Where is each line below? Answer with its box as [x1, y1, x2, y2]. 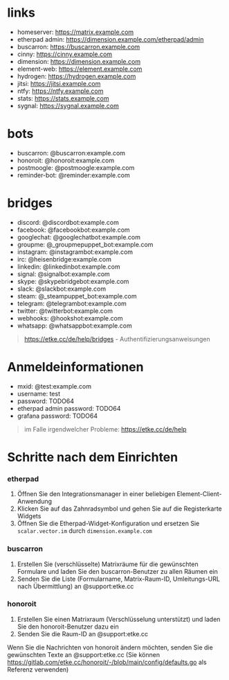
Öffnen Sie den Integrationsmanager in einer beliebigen [17, 490, 176, 498]
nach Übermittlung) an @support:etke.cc [17, 581, 134, 590]
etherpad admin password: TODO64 [17, 404, 121, 412]
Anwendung [17, 498, 53, 506]
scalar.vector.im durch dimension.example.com [17, 527, 152, 535]
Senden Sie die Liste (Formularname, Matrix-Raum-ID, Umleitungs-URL [17, 575, 220, 583]
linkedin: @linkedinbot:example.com [17, 262, 120, 271]
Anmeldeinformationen [7, 359, 144, 375]
